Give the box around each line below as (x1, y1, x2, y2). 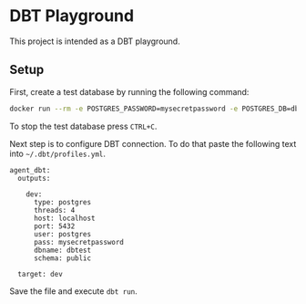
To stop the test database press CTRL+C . (9, 121, 158, 131)
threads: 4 (33, 205, 76, 215)
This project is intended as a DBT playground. (9, 36, 180, 47)
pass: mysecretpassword (33, 237, 125, 246)
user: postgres (33, 229, 92, 238)
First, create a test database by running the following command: (9, 86, 250, 97)
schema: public (33, 253, 92, 263)
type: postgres (33, 197, 92, 206)
